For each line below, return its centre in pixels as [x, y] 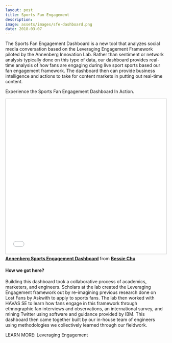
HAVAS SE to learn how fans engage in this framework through [71, 303]
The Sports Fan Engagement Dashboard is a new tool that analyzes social [83, 43]
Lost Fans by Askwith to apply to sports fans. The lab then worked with [80, 298]
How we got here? [25, 270]
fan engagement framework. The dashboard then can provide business [80, 71]
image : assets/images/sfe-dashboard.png [49, 24]
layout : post [19, 10]
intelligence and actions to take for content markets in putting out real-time [84, 76]
